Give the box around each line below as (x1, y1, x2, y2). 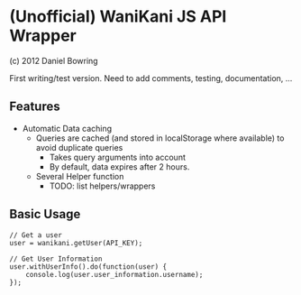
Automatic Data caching (22, 123, 113, 134)
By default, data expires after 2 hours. (49, 161, 190, 172)
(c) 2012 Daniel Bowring (9, 55, 98, 66)
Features (9, 99, 60, 115)
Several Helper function (35, 171, 124, 181)
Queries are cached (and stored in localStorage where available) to (35, 133, 285, 143)
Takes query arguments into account (49, 152, 187, 162)
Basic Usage (9, 207, 81, 222)
